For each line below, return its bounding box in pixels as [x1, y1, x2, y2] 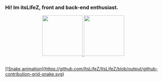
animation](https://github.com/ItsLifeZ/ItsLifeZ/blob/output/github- [21, 66, 158, 72]
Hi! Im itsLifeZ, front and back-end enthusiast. [5, 4, 118, 11]
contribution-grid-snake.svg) [5, 71, 64, 77]
